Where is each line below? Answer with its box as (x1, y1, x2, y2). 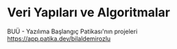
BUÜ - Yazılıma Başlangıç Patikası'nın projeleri (7, 27, 138, 35)
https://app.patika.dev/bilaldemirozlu (7, 34, 111, 42)
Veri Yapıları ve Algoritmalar (7, 5, 170, 20)
